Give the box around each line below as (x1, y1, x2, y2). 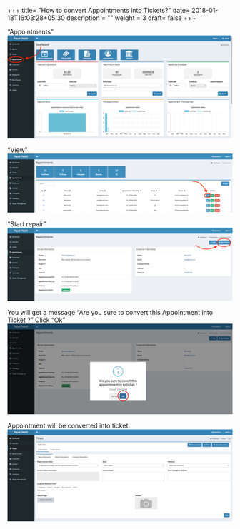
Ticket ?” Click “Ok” (7, 316, 66, 324)
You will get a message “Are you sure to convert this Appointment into (7, 308, 213, 316)
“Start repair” (7, 220, 46, 228)
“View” (7, 146, 28, 154)
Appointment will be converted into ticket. (7, 421, 131, 430)
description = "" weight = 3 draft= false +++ (66, 14, 196, 22)
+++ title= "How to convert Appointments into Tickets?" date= (7, 6, 191, 14)
